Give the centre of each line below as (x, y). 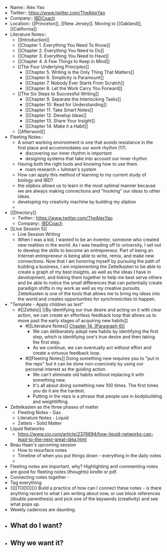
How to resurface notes (42, 450)
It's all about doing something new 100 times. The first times (95, 385)
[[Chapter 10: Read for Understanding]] (66, 104)
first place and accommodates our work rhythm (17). (72, 148)
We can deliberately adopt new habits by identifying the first (95, 331)
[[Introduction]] (33, 40)
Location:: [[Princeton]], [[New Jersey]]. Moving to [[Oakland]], (76, 23)
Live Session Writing (39, 234)
